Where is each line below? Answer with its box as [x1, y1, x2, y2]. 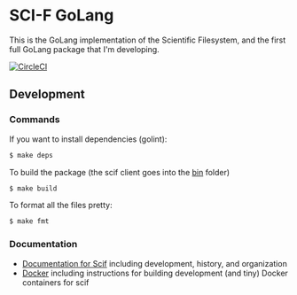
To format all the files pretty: [9, 200, 113, 211]
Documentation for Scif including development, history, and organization [21, 258, 288, 268]
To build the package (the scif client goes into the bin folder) [9, 167, 231, 177]
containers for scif [21, 276, 90, 288]
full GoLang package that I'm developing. [9, 43, 160, 54]
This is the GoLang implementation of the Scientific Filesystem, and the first [9, 35, 286, 45]
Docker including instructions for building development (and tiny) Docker [21, 268, 288, 278]
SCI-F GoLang [9, 5, 114, 26]
